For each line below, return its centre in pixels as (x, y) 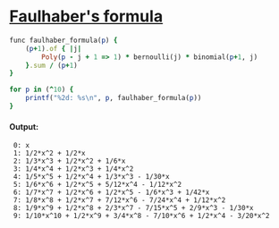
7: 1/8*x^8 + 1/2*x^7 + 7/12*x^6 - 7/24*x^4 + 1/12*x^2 (119, 200)
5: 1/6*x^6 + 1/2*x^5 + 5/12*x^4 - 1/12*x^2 (97, 185)
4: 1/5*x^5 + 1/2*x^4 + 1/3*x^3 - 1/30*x (91, 177)
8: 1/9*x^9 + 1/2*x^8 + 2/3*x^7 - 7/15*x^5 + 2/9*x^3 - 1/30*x (133, 208)
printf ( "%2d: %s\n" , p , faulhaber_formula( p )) (114, 98)
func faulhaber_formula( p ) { (63, 40)
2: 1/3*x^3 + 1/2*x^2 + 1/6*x (69, 161)
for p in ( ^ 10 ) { (42, 90)
